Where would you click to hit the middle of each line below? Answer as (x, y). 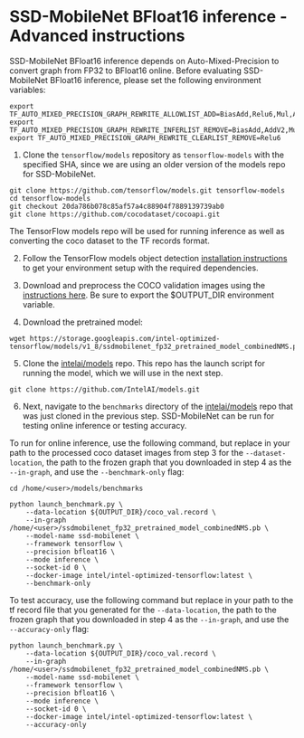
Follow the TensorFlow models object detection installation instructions (155, 258)
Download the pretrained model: (82, 322)
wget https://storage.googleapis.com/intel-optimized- (115, 338)
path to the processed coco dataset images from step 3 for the (127, 452)
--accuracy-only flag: (49, 629)
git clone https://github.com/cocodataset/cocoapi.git (115, 214)
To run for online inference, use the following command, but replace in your (150, 443)
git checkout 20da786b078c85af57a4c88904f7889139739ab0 (117, 206)
